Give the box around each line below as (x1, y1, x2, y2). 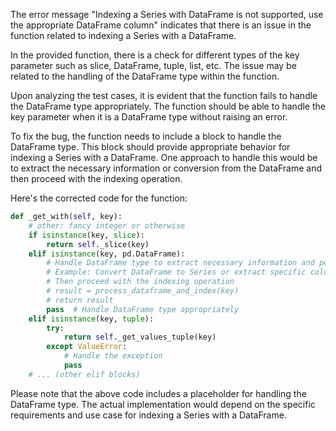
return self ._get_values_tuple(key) (63, 332, 217, 343)
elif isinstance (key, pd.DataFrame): (28, 249, 186, 259)
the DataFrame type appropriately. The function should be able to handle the (10, 100, 326, 112)
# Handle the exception (63, 351, 163, 361)
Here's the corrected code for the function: (10, 192, 188, 204)
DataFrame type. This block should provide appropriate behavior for (10, 141, 291, 153)
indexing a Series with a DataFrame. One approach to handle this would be (10, 152, 318, 163)
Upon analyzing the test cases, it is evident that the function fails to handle (10, 90, 318, 101)
